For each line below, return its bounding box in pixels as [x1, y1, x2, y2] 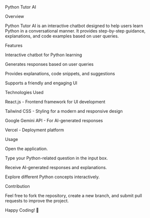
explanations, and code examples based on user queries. [5, 33, 119, 39]
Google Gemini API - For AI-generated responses [5, 118, 103, 123]
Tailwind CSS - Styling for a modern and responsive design [5, 109, 123, 114]
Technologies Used [5, 90, 44, 95]
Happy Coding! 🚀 [5, 207, 39, 213]
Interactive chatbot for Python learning [5, 52, 82, 58]
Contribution [5, 184, 30, 189]
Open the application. [5, 146, 48, 152]
